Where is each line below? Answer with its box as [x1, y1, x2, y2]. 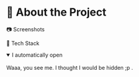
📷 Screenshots [6, 25, 45, 32]
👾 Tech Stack [6, 39, 39, 47]
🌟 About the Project [6, 5, 107, 19]
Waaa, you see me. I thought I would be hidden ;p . [6, 64, 134, 71]
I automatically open [12, 51, 63, 58]
